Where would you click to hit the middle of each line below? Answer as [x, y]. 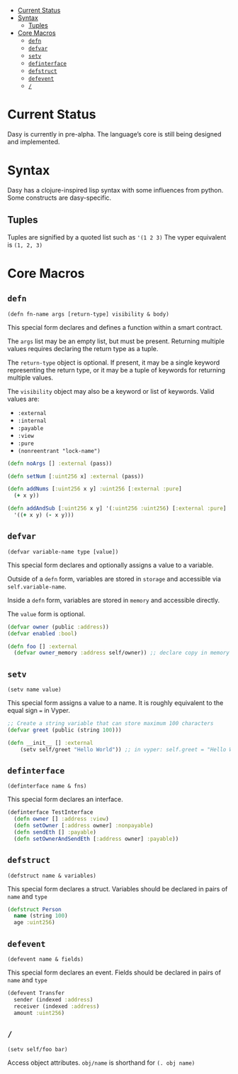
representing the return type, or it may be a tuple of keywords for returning [116, 370]
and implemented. [34, 141]
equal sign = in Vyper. [39, 711]
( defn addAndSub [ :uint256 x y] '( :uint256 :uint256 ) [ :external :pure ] [117, 509]
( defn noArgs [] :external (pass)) [60, 463]
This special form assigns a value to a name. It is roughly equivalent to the [115, 703]
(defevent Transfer [36, 993]
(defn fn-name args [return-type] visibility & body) [89, 314]
